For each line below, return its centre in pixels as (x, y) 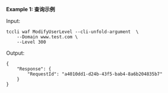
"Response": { (34, 69)
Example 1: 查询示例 (30, 9)
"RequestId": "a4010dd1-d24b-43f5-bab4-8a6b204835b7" (95, 74)
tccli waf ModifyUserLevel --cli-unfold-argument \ (72, 32)
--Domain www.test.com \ (47, 37)
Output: (15, 53)
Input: (13, 21)
